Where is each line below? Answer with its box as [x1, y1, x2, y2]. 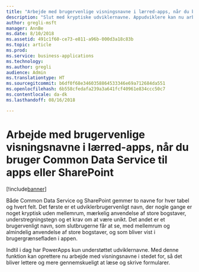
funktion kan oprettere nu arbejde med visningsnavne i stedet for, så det [6, 252, 182, 260]
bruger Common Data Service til [6, 153, 168, 166]
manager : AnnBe [6, 25, 44, 31]
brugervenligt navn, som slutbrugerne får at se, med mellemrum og [6, 222, 170, 229]
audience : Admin [6, 69, 46, 75]
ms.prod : [6, 48, 28, 53]
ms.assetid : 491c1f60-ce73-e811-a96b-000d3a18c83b [6, 36, 134, 42]
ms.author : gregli [6, 64, 52, 70]
